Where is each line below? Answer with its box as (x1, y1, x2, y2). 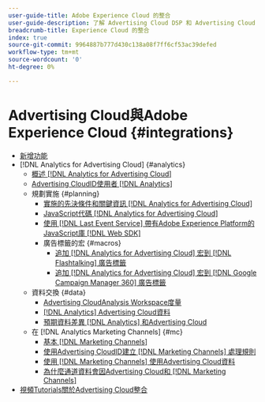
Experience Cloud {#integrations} (8, 123, 234, 141)
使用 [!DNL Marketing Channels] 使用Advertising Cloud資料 (43, 356, 236, 366)
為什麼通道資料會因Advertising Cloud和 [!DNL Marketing (43, 366, 226, 376)
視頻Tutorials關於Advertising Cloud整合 (19, 385, 148, 394)
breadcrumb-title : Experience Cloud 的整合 (8, 26, 150, 34)
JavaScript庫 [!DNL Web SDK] (43, 228, 141, 238)
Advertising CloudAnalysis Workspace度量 (43, 297, 182, 306)
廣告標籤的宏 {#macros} (43, 238, 122, 247)
